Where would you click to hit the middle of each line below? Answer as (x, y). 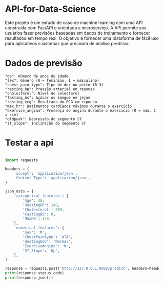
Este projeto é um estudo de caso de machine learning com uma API (74, 23)
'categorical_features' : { (41, 196)
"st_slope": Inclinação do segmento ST (46, 123)
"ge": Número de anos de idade (37, 76)
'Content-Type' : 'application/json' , (52, 178)
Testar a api (29, 143)
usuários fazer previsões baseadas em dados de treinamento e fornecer (78, 33)
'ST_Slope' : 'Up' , (41, 251)
